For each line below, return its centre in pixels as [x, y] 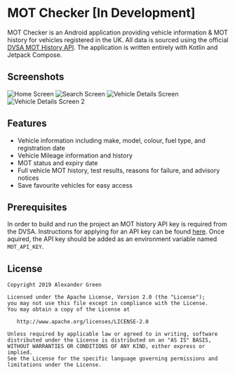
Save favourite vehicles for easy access [75, 185]
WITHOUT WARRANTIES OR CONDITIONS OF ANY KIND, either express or [106, 347]
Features [27, 123]
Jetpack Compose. [35, 55]
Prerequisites [37, 207]
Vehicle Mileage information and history [75, 155]
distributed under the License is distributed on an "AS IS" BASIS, [109, 340]
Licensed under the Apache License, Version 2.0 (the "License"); [106, 297]
